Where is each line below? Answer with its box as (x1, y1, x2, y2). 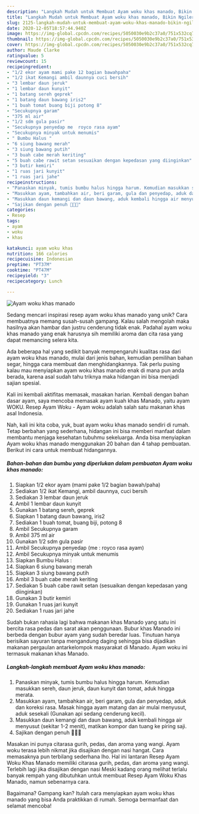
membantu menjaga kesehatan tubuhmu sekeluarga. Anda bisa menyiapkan (6, 434, 191, 441)
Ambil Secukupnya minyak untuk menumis (15, 550, 119, 557)
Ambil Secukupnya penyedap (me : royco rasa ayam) (15, 544, 144, 551)
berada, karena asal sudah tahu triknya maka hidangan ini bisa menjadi (6, 373, 180, 380)
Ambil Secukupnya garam (15, 525, 79, 532)
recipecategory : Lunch (6, 278, 63, 284)
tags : (6, 218, 20, 224)
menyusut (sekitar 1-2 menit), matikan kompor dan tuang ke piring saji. (15, 722, 187, 729)
